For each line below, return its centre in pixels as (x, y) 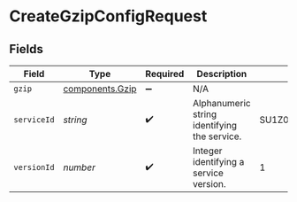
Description (222, 74)
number (79, 167)
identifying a (219, 162)
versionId (34, 167)
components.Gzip (100, 89)
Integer (208, 151)
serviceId (34, 120)
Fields (27, 49)
